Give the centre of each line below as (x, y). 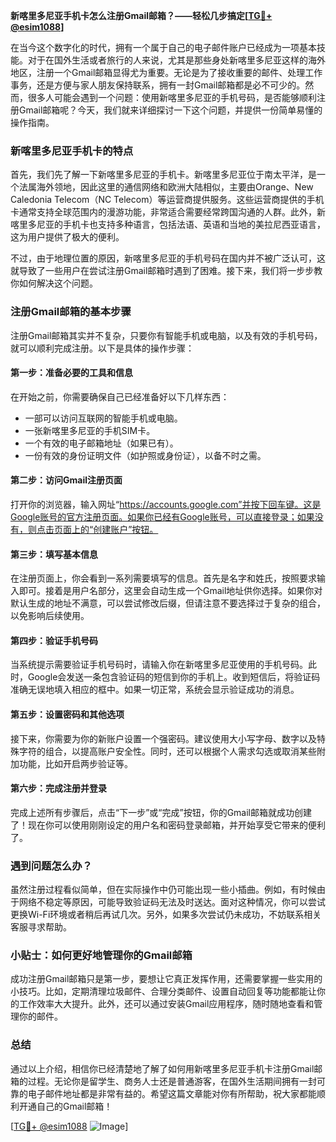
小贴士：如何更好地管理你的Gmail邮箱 (101, 956)
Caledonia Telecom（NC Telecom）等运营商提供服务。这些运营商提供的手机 (167, 200)
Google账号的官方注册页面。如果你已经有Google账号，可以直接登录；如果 (162, 517)
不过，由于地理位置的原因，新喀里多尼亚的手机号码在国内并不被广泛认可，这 (168, 258)
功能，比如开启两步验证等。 (75, 763)
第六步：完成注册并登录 (58, 788)
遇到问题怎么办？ (51, 866)
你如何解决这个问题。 (54, 283)
